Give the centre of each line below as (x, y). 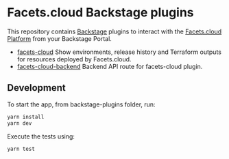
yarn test (21, 149)
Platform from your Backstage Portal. (59, 38)
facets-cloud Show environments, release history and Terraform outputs (119, 52)
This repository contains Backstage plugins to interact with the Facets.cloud (114, 31)
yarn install (26, 117)
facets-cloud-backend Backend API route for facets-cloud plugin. (110, 66)
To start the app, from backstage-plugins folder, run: (81, 104)
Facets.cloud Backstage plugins (100, 13)
